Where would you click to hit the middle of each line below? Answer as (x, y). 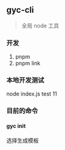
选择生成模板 (22, 140)
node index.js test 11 (32, 94)
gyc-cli (20, 10)
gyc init (16, 126)
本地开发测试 (25, 80)
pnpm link (28, 63)
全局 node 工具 (40, 25)
